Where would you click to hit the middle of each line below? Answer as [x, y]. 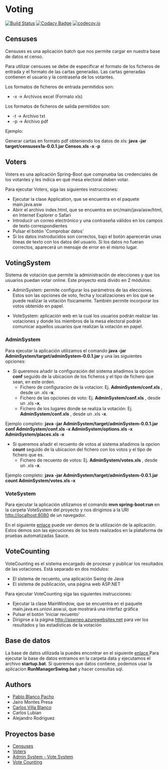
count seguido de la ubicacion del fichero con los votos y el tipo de [82, 449]
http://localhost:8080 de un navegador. [46, 515]
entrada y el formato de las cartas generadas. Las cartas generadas [75, 71]
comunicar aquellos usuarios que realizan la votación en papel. [77, 327]
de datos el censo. [24, 56]
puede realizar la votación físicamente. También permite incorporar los [86, 301]
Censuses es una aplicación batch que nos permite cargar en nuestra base [83, 51]
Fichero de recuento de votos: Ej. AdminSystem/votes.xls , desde [89, 460]
